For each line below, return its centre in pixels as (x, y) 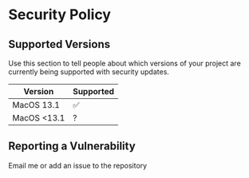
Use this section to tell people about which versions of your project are (125, 63)
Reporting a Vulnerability (72, 146)
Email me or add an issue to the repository (78, 165)
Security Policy (60, 15)
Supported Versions (59, 44)
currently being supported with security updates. (89, 72)
